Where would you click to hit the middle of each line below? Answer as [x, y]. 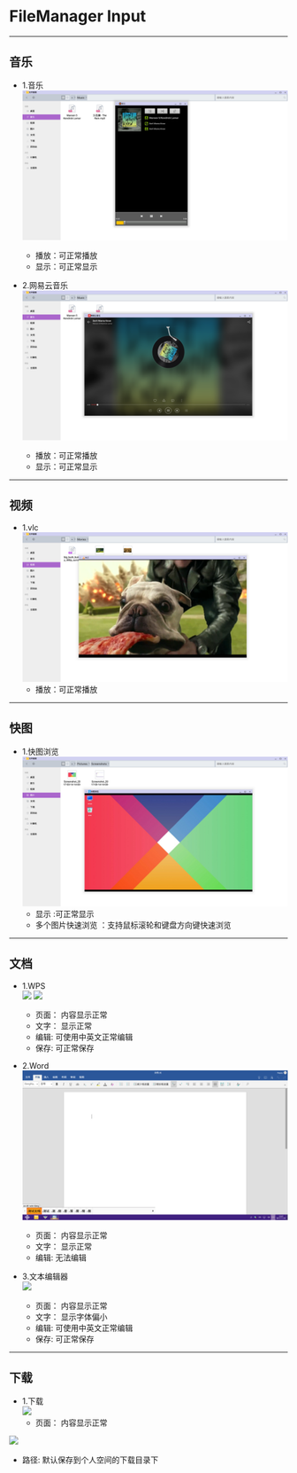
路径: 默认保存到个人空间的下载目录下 [90, 1460]
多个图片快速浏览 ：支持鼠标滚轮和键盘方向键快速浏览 [133, 925]
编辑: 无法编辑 [61, 1258]
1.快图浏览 [40, 751]
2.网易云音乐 [45, 285]
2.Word [35, 1065]
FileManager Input [78, 16]
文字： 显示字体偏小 [71, 1316]
